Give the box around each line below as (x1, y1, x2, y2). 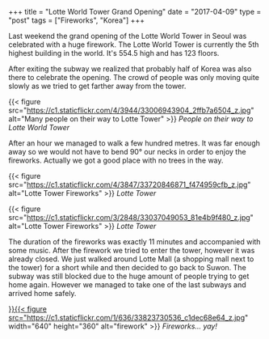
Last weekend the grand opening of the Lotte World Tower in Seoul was (8, 32, 247, 40)
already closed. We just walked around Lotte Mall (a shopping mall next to (8, 254, 254, 264)
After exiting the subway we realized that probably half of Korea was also (8, 64, 252, 74)
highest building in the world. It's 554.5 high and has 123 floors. (8, 49, 220, 57)
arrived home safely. (8, 289, 77, 298)
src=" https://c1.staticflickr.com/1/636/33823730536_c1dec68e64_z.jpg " (8, 313, 249, 322)
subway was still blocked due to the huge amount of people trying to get (8, 271, 250, 281)
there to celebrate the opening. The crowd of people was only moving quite (8, 73, 260, 82)
